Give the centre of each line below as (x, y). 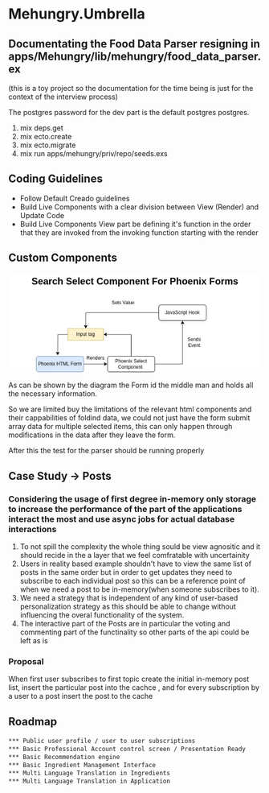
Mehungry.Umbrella (77, 14)
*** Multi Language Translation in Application (90, 782)
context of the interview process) (63, 97)
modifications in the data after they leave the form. (92, 435)
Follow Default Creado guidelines (75, 198)
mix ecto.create (46, 136)
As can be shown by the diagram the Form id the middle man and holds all (131, 385)
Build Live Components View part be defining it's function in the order (135, 224)
